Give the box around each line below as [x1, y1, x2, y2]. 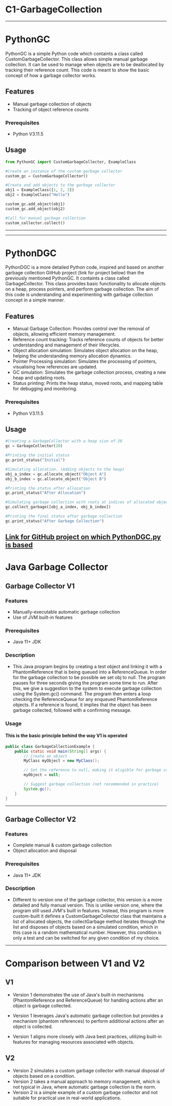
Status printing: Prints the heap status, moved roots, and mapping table [12, 380, 163, 386]
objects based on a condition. [12, 1073, 76, 1079]
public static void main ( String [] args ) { [14, 749, 106, 754]
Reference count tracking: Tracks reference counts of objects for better [12, 337, 164, 343]
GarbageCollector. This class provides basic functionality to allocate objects [5, 281, 166, 287]
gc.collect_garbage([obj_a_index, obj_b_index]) [5, 505, 111, 510]
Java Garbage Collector [5, 561, 109, 573]
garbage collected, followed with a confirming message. [12, 707, 132, 713]
